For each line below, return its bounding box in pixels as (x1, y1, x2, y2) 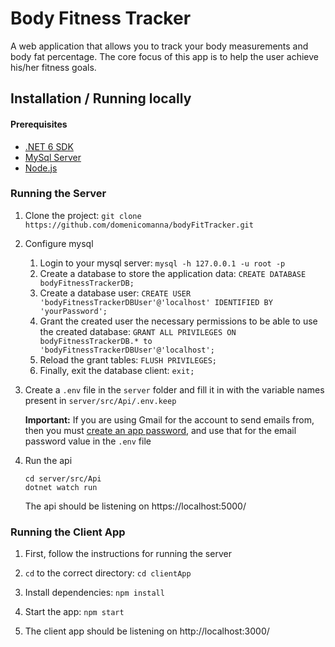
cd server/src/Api (24, 473, 102, 484)
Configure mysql (24, 237, 94, 249)
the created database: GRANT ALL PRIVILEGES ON (39, 325, 237, 337)
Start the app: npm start (24, 606, 125, 618)
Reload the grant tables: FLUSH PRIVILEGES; (39, 353, 218, 366)
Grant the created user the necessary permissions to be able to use (39, 315, 318, 327)
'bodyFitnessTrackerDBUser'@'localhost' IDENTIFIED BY (39, 297, 273, 307)
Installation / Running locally (10, 90, 192, 107)
